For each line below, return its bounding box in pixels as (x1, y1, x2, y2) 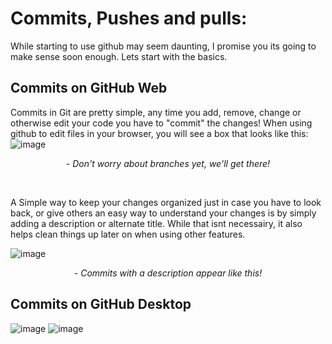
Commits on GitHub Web (10, 80, 168, 97)
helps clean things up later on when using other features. (10, 228, 246, 240)
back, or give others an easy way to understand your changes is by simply (10, 207, 317, 219)
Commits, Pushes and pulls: (10, 7, 248, 30)
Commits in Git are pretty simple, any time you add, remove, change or (10, 106, 302, 118)
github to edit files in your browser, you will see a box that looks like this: (10, 127, 309, 139)
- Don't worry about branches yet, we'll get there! (65, 157, 271, 169)
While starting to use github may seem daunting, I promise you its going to (10, 40, 317, 52)
